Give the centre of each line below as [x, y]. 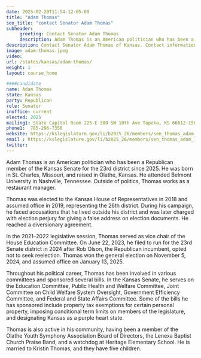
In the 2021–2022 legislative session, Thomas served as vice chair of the [96, 236]
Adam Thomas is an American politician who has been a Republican [90, 162]
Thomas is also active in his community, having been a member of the [92, 329]
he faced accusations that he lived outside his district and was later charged [100, 212]
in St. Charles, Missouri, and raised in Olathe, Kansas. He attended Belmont [99, 175]
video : [14, 56]
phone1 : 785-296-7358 [34, 128]
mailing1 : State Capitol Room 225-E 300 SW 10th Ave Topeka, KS [88, 123]
